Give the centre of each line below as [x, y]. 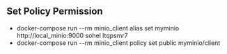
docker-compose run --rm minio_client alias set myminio [98, 28]
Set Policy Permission [55, 11]
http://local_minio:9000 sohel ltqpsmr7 [72, 35]
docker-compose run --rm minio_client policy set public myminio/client [118, 43]
